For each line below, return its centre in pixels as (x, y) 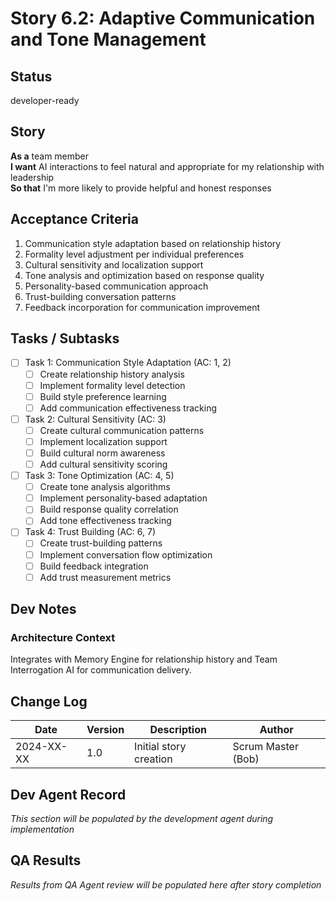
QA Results (46, 860)
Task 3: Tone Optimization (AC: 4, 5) (99, 476)
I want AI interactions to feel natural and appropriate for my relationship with (167, 166)
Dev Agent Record (68, 794)
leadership (32, 177)
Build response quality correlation (109, 509)
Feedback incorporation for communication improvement (142, 307)
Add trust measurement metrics (105, 577)
